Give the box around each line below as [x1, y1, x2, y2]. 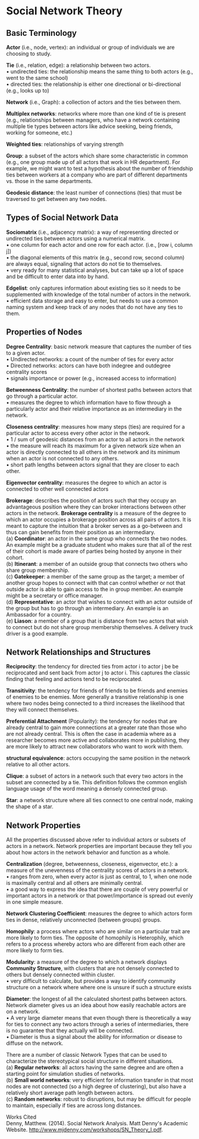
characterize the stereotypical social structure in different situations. [6, 1057, 173, 1065]
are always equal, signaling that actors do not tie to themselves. [6, 260, 162, 267]
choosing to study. [6, 50, 52, 57]
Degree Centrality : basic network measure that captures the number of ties [6, 343, 192, 350]
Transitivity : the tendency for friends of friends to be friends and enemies [6, 687, 188, 694]
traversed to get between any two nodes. [6, 196, 107, 202]
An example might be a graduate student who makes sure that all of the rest [6, 541, 192, 548]
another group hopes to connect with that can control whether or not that [6, 579, 185, 586]
